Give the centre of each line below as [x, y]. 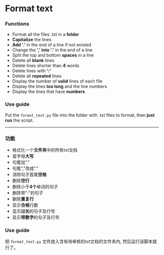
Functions [17, 24]
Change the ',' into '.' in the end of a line [52, 50]
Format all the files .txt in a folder [46, 34]
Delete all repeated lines [37, 76]
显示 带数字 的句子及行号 [36, 217]
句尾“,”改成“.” [25, 168]
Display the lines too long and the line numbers [60, 87]
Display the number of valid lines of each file [57, 81]
